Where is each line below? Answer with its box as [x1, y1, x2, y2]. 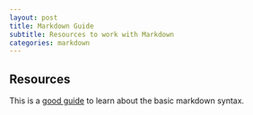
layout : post [9, 13, 58, 22]
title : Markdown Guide [9, 22, 94, 31]
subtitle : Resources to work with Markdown [9, 30, 175, 39]
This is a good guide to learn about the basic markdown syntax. [9, 95, 245, 106]
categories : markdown [9, 38, 91, 48]
